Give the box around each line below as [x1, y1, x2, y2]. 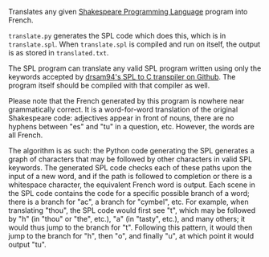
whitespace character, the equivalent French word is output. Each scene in [8, 180, 255, 190]
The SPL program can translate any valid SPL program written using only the [8, 63, 262, 73]
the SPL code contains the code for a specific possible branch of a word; [8, 189, 251, 198]
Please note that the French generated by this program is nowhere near [8, 96, 245, 105]
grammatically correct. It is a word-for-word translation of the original [8, 104, 238, 114]
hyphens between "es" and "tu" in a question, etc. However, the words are [8, 122, 255, 131]
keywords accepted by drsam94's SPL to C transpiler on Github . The [8, 72, 236, 81]
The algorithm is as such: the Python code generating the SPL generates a [8, 146, 255, 155]
